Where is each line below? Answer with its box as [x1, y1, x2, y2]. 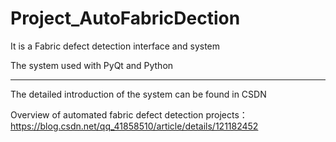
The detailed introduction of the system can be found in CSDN [10, 88, 267, 100]
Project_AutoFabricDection [10, 7, 241, 30]
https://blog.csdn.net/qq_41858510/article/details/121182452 [10, 120, 259, 132]
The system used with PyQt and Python [10, 59, 174, 71]
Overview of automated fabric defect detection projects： [10, 108, 248, 121]
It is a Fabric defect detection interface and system [10, 40, 221, 52]
